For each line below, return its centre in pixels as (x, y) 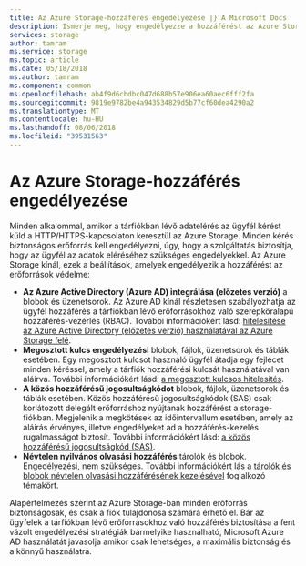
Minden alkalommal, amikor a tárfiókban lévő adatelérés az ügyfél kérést (145, 226)
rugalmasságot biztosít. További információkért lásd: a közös (137, 437)
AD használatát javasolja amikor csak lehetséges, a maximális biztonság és (150, 541)
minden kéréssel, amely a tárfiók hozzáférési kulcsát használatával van (156, 369)
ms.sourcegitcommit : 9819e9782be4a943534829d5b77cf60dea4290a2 (132, 102)
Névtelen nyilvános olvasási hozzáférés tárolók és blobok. (135, 456)
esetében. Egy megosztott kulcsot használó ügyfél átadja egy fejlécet (153, 359)
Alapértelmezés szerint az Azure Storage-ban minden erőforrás (128, 502)
